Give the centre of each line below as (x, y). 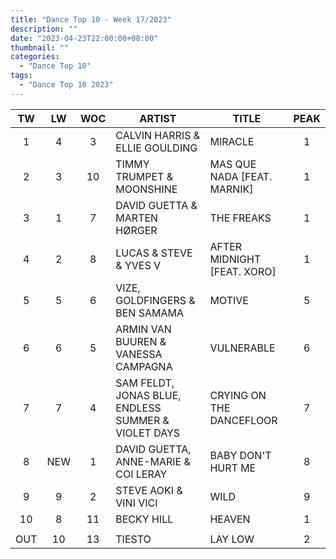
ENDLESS (138, 408)
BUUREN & (141, 341)
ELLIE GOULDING (156, 148)
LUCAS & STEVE (154, 253)
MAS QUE (233, 164)
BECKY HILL (144, 519)
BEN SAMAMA (150, 313)
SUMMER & (142, 420)
